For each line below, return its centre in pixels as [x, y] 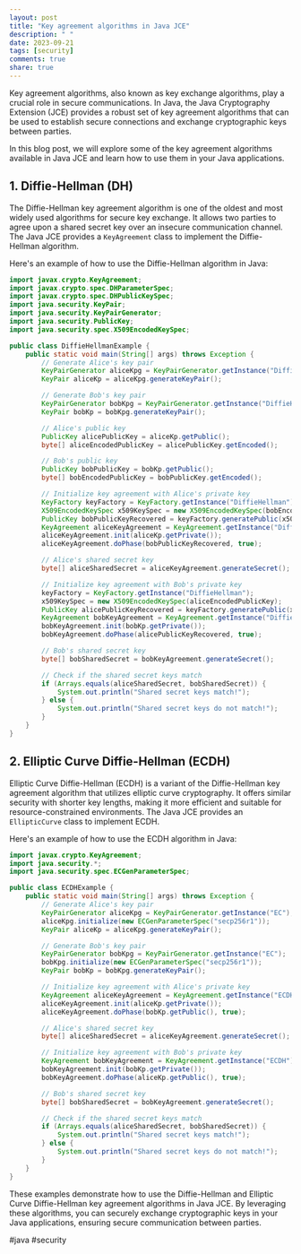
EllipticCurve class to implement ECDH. [84, 821]
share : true [31, 68]
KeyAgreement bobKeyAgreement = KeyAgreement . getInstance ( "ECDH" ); [170, 1061]
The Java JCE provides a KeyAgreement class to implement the [123, 236]
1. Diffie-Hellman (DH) [71, 186]
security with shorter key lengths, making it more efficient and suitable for [146, 802]
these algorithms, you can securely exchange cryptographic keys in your [144, 1213]
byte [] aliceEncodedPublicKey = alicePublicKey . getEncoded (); [160, 445]
